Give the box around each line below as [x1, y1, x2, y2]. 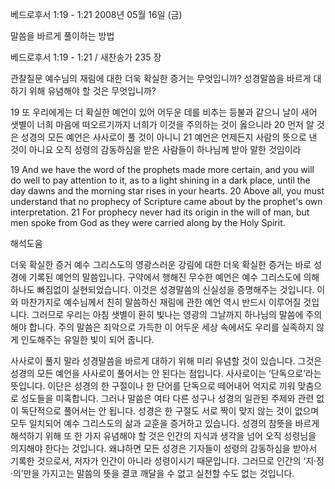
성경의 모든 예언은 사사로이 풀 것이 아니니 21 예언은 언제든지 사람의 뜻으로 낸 [20, 131, 318, 143]
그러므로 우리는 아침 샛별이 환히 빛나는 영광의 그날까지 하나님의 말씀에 [31, 309, 304, 320]
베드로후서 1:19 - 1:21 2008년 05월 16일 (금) [10, 9, 183, 20]
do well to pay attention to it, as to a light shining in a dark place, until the [10, 174, 311, 186]
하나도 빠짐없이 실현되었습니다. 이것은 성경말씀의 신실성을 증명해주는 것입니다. [10, 284, 315, 295]
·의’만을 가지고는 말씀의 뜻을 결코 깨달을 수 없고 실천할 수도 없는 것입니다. [10, 468, 295, 479]
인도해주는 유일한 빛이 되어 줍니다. [20, 334, 155, 345]
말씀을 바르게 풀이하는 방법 [10, 30, 115, 42]
